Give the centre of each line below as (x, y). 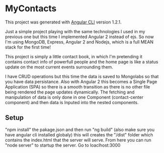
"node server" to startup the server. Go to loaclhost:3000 (63, 145)
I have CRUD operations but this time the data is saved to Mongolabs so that (82, 76)
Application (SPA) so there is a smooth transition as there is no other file (78, 87)
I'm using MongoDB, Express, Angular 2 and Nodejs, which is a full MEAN (79, 42)
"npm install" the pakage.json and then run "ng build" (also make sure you (80, 130)
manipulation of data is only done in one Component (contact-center (74, 97)
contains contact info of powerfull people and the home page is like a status (82, 62)
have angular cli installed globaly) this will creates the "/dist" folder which (79, 134)
